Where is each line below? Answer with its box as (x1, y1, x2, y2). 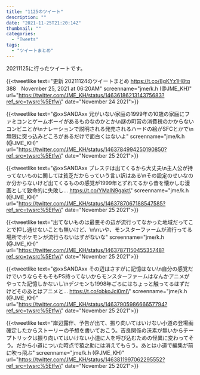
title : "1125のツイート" (6, 8, 64, 15)
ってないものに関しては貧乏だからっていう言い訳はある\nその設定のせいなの (6, 171, 194, 179)
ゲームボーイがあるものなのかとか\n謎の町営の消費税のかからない (32, 118, 194, 125)
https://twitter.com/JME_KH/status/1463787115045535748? (18, 246, 165, 254)
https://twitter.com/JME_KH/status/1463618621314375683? (18, 91, 165, 99)
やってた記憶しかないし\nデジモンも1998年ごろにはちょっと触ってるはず (6, 280, 185, 287)
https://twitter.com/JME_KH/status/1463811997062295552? (18, 356, 165, 363)
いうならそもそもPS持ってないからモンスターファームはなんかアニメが (16, 272, 190, 279)
